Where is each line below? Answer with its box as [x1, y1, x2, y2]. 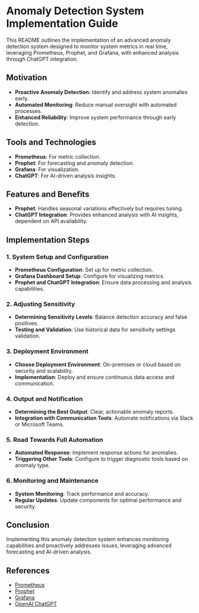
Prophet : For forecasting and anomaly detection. [14, 159, 135, 166]
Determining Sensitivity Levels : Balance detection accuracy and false [14, 313, 188, 320]
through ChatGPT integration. [6, 55, 78, 62]
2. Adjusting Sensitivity [6, 300, 75, 308]
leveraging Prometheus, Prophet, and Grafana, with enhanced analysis [6, 49, 179, 56]
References [6, 565, 50, 576]
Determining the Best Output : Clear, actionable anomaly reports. [14, 408, 175, 415]
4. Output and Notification [6, 394, 83, 403]
